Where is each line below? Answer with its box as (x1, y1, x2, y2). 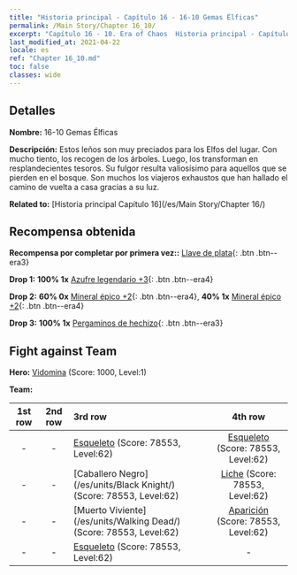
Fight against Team (9, 343, 118, 358)
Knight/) (141, 479, 176, 491)
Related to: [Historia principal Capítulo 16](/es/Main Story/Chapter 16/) (9, 198, 266, 209)
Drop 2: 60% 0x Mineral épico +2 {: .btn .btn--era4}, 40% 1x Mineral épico (9, 291, 281, 302)
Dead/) (151, 515, 181, 527)
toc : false (9, 63, 49, 72)
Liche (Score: (220, 468, 277, 480)
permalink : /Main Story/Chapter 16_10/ (9, 21, 156, 30)
